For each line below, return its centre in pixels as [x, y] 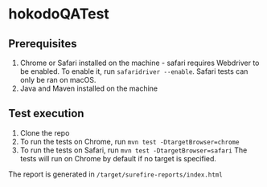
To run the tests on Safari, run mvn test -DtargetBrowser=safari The [133, 150]
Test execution [46, 114]
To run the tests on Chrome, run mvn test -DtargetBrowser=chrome [129, 141]
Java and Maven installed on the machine [89, 88]
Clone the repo [45, 132]
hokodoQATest [59, 14]
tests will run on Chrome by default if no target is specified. [118, 158]
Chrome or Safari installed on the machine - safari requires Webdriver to [140, 63]
